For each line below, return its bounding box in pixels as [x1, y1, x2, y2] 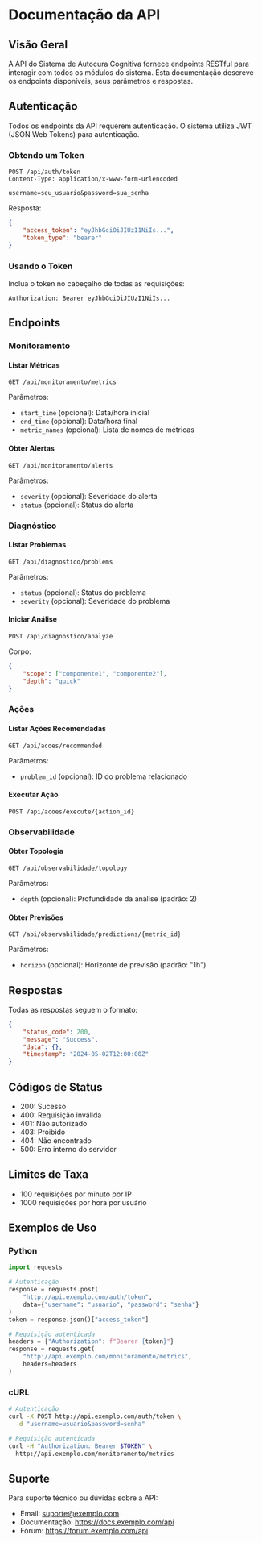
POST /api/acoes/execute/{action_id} [8, 808, 135, 816]
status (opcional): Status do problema [19, 587, 146, 597]
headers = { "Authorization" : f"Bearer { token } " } [8, 1337, 174, 1345]
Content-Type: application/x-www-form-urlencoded [8, 175, 178, 183]
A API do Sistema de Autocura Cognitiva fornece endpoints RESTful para [8, 59, 249, 69]
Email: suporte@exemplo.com [19, 1509, 119, 1519]
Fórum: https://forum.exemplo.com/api [19, 1526, 149, 1536]
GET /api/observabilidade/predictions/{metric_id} [8, 930, 182, 938]
